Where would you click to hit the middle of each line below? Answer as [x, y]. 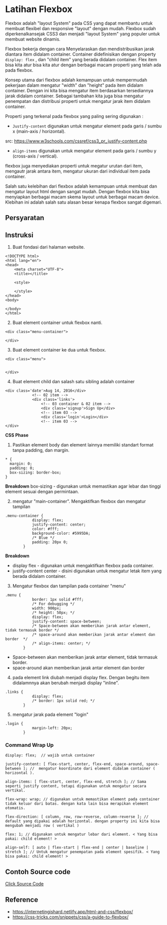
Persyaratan [25, 218]
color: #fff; [45, 529]
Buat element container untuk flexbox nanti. [57, 323]
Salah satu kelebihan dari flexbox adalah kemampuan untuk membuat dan [81, 186]
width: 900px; [46, 608]
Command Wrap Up [29, 745]
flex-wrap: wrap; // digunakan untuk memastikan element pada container [82, 799]
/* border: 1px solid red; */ [63, 701]
